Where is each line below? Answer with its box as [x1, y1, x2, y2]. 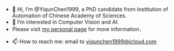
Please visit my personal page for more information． [11, 26, 142, 32]
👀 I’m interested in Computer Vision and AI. [11, 19, 119, 25]
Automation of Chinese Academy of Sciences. [11, 12, 127, 19]
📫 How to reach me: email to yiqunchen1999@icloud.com [11, 38, 157, 45]
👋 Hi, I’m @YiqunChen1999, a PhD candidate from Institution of [11, 6, 169, 13]
